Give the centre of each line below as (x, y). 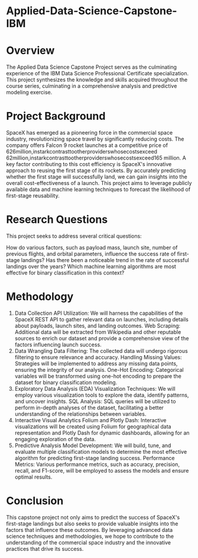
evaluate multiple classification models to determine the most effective (101, 451)
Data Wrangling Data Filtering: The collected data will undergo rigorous (101, 350)
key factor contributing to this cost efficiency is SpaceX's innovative (89, 164)
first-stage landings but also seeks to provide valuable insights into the (92, 524)
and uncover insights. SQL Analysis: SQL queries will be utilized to (95, 401)
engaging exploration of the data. (55, 439)
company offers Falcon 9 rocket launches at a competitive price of (87, 145)
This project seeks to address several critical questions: (74, 236)
